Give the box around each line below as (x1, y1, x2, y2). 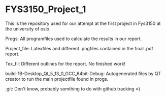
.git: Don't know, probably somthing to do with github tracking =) (5, 85, 141, 92)
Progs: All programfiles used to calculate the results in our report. (5, 36, 142, 42)
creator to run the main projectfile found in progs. (5, 76, 109, 82)
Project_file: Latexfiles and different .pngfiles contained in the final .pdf (5, 45, 153, 51)
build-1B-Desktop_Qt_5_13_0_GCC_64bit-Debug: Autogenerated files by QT (5, 70, 161, 77)
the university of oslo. (5, 25, 51, 31)
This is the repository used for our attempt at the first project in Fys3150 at (5, 20, 161, 26)
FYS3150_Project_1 (5, 4, 86, 15)
